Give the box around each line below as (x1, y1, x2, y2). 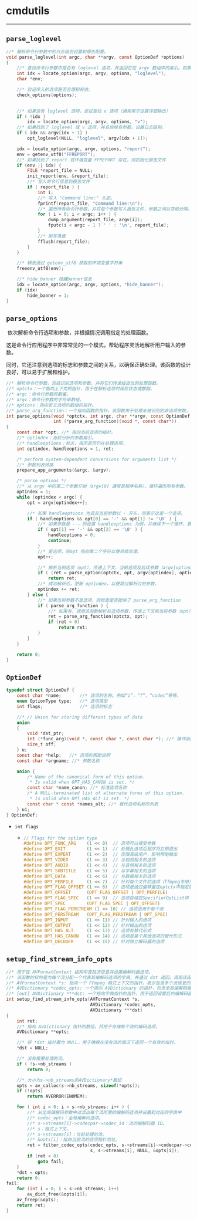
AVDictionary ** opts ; (16, 1029, 69, 1035)
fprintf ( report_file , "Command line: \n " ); (37, 201, 143, 206)
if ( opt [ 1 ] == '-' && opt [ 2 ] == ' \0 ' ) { (37, 527, 143, 533)
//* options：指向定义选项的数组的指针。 (6, 402, 97, 408)
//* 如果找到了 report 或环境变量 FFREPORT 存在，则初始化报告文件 (16, 157, 166, 162)
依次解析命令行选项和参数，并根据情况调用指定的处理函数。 (7, 329, 151, 336)
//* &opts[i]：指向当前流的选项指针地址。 (27, 1137, 120, 1143)
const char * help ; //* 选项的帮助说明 (16, 752, 110, 758)
